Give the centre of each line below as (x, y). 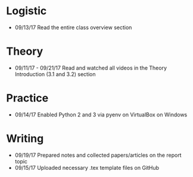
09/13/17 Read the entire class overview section (73, 27)
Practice (27, 98)
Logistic (27, 11)
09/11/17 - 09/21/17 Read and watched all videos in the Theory (91, 68)
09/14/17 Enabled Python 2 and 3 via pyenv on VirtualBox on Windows (101, 115)
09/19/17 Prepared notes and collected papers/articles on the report (98, 155)
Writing (25, 138)
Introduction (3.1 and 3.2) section (55, 74)
